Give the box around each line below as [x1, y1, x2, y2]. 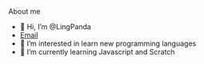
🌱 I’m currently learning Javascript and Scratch [19, 47, 175, 56]
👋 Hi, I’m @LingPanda [19, 22, 92, 31]
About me [8, 7, 41, 16]
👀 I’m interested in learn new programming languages [19, 39, 197, 48]
